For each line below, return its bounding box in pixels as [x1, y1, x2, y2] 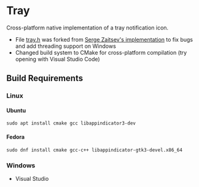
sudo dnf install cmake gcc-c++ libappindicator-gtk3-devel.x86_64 [6, 147, 183, 153]
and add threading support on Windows [15, 42, 117, 50]
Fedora [6, 133, 25, 141]
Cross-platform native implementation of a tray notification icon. [6, 24, 169, 31]
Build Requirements [6, 73, 84, 83]
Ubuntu [6, 107, 26, 114]
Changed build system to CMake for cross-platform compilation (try [15, 48, 187, 56]
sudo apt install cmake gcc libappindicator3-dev [6, 120, 136, 126]
